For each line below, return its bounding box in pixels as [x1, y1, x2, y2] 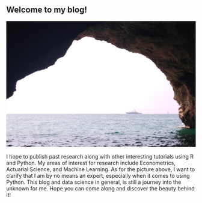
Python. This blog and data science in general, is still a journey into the [6, 178, 182, 186]
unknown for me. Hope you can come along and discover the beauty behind [6, 184, 195, 192]
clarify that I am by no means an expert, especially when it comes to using [6, 172, 191, 179]
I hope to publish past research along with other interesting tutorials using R [6, 153, 194, 160]
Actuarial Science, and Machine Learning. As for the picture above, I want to [6, 165, 195, 173]
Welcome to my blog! [6, 5, 87, 15]
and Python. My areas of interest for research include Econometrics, [6, 159, 176, 166]
